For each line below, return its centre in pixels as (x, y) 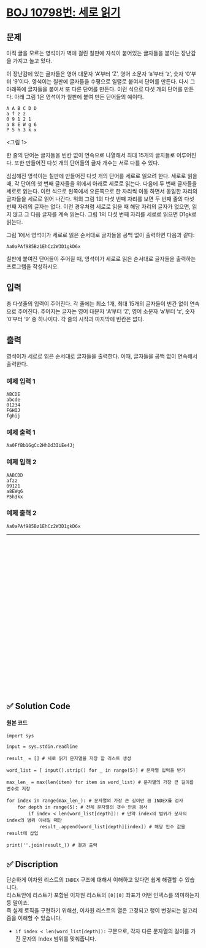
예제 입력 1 (21, 381)
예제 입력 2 (21, 462)
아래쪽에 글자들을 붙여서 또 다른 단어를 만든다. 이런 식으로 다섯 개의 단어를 (94, 89)
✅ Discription (32, 864)
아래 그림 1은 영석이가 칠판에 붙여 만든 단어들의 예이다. (79, 97)
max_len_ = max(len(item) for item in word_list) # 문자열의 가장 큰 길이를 (100, 783)
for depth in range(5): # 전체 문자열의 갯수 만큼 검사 (82, 807)
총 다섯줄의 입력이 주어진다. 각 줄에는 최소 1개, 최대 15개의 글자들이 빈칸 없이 (97, 303)
